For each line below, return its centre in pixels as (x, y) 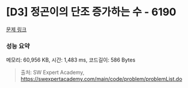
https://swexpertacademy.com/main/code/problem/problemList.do (101, 79)
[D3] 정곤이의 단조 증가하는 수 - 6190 (91, 12)
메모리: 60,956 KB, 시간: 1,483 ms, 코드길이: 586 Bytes (71, 60)
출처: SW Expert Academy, (52, 72)
